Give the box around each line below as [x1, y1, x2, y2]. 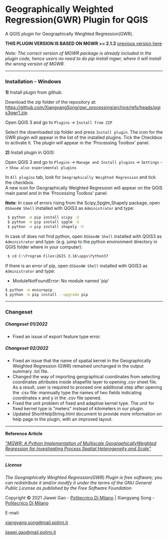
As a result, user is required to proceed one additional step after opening [12, 384, 162, 390]
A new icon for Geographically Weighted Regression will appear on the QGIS [5, 185, 162, 191]
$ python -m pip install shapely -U [7, 224, 84, 229]
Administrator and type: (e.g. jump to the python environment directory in [5, 238, 157, 244]
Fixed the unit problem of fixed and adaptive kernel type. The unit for [12, 400, 154, 406]
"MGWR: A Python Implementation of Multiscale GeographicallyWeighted [5, 440, 156, 446]
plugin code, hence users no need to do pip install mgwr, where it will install [5, 55, 161, 61]
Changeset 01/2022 [5, 321, 48, 327]
